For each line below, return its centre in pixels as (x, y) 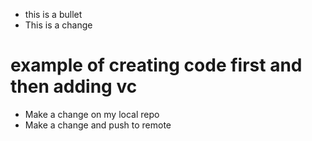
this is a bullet (53, 14)
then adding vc (74, 86)
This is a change (58, 25)
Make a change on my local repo (92, 114)
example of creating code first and (156, 65)
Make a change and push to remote (98, 125)
